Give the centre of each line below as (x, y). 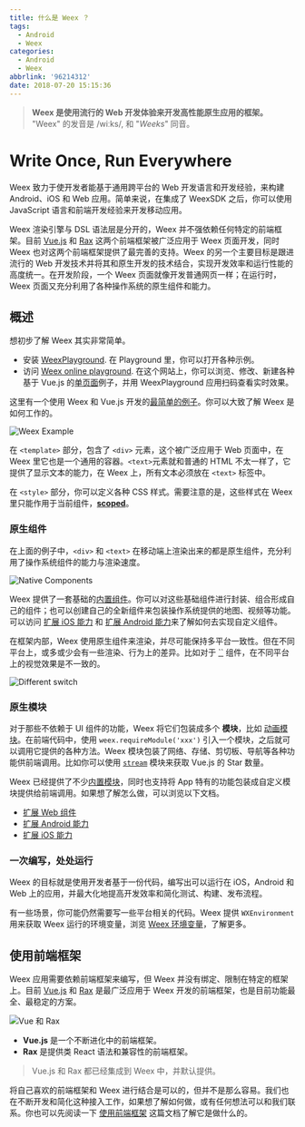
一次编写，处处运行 (51, 860)
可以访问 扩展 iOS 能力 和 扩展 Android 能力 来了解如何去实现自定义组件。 (146, 622)
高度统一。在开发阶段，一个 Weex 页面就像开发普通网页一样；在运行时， (145, 274)
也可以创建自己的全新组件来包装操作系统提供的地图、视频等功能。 (172, 610)
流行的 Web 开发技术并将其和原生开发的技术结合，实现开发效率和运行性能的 (151, 263)
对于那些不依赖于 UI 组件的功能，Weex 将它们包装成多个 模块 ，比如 (136, 728)
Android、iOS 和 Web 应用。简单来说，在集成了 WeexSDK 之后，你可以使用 (151, 198)
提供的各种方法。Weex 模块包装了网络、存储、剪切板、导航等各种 (164, 750)
